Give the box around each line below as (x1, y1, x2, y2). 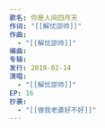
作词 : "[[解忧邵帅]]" (9, 22, 83, 31)
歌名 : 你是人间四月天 (9, 13, 78, 23)
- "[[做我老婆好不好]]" (17, 105, 97, 114)
